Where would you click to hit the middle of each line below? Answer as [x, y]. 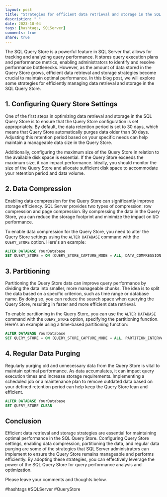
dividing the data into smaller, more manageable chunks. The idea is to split [83, 288]
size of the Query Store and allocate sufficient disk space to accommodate [82, 168]
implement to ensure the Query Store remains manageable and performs [80, 454]
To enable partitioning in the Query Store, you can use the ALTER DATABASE [81, 314]
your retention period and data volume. [45, 173]
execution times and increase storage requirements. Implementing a [75, 376]
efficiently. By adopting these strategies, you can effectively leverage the [80, 459]
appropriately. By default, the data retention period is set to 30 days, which [82, 127]
